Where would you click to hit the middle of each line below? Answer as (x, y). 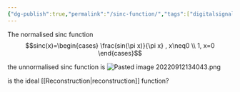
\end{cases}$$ (120, 53)
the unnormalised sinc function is (56, 67)
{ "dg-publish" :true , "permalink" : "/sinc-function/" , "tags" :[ (99, 14)
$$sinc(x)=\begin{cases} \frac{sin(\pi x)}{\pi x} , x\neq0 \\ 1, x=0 (120, 45)
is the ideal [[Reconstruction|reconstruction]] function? (88, 81)
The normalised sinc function (50, 34)
